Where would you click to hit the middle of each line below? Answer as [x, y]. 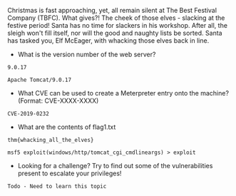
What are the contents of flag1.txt [67, 127]
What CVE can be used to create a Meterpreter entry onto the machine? [123, 93]
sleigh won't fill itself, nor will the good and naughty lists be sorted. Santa [115, 33]
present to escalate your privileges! [70, 173]
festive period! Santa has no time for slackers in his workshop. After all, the [118, 25]
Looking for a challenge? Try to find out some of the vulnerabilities [115, 166]
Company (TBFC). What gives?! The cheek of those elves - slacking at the [116, 18]
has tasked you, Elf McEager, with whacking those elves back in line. [108, 41]
